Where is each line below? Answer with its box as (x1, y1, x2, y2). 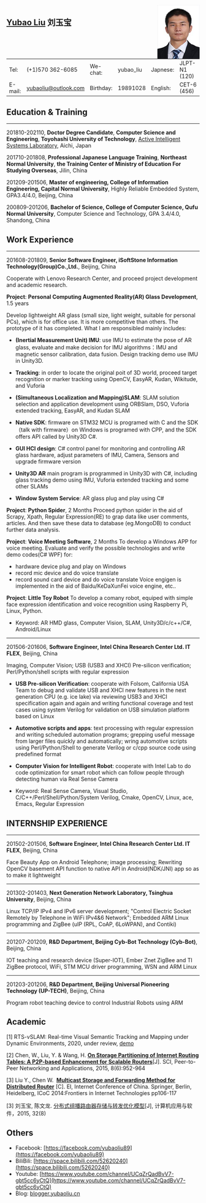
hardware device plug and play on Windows (15, 563, 127, 571)
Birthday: (90, 84, 113, 91)
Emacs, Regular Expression (15, 800, 85, 808)
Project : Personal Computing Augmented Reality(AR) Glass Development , (6, 293, 198, 301)
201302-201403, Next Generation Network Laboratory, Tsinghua (6, 889, 174, 896)
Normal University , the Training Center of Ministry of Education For (6, 161, 181, 168)
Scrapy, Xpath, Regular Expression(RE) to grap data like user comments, (6, 513, 189, 520)
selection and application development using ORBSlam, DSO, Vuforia (15, 400, 189, 408)
